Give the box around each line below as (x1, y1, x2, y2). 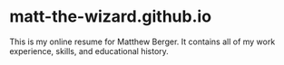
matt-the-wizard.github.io (9, 6, 211, 27)
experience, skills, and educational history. (9, 45, 170, 56)
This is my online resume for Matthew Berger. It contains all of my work (9, 36, 276, 47)
